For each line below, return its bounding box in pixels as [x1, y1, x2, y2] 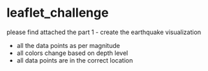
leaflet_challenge [6, 5, 109, 21]
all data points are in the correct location [16, 56, 133, 64]
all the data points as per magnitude [16, 41, 120, 49]
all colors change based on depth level [16, 49, 128, 57]
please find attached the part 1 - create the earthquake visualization [6, 28, 202, 36]
